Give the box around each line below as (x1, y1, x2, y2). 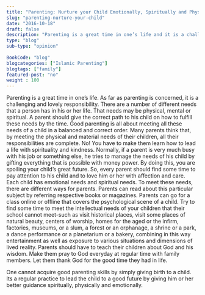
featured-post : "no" (6, 72, 59, 78)
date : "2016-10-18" (6, 20, 56, 26)
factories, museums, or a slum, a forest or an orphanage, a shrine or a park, (6, 224, 196, 231)
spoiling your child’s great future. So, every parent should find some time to (6, 166, 196, 173)
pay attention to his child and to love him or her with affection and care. (6, 172, 185, 179)
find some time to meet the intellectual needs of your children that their (6, 204, 185, 212)
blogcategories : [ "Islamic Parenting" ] (6, 60, 108, 66)
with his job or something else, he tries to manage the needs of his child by (6, 152, 195, 160)
